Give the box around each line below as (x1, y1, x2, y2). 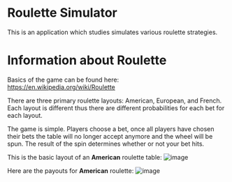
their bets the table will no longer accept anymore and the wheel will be (7, 132, 213, 140)
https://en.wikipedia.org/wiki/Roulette (7, 82, 115, 91)
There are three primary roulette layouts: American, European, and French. (7, 96, 222, 105)
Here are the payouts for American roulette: (7, 166, 134, 175)
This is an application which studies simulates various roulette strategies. (7, 28, 218, 36)
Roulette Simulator (7, 5, 117, 21)
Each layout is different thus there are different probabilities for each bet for (7, 103, 225, 112)
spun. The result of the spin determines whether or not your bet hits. (7, 139, 205, 148)
